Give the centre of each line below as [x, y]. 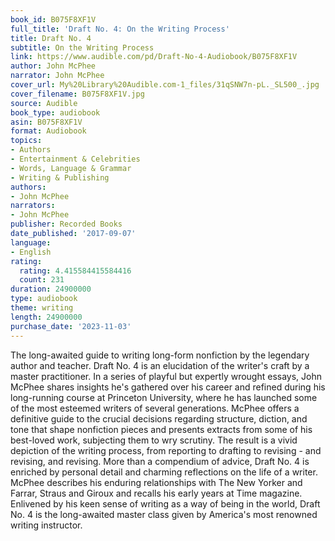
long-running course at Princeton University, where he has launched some [164, 397]
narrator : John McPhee [57, 76]
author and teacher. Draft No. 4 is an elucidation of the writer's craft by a [160, 365]
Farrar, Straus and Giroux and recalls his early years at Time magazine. [156, 493]
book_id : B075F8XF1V [53, 19]
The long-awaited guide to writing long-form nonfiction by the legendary [160, 355]
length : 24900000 [46, 317]
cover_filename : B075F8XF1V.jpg [77, 94]
